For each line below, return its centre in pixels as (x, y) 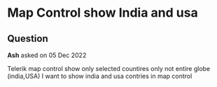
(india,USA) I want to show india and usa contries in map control (100, 76)
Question (28, 39)
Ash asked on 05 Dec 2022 (47, 55)
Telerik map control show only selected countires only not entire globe (109, 69)
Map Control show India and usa (103, 13)
